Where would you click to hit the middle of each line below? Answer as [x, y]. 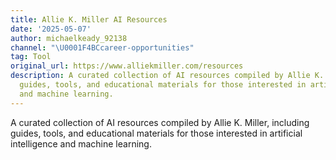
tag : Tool [31, 57]
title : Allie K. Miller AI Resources [89, 19]
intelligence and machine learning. [81, 143]
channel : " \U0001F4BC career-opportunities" [102, 47]
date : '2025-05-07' [51, 29]
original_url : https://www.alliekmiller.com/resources [127, 66]
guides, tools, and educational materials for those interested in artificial [156, 133]
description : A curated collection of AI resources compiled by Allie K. [167, 76]
